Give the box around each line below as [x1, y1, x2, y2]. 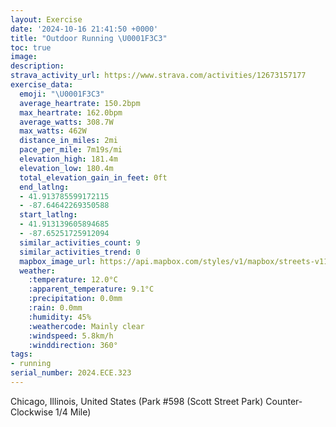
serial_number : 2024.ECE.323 [10, 368, 132, 378]
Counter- [265, 395, 303, 407]
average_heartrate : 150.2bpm [19, 98, 141, 108]
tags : [10, 349, 33, 360]
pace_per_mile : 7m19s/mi [19, 145, 123, 155]
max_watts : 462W [19, 126, 87, 136]
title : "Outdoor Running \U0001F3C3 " [10, 33, 168, 43]
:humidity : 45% [28, 312, 92, 322]
